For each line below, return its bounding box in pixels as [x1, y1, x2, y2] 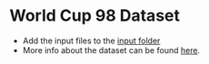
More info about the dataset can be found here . [22, 44, 201, 55]
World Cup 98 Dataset [9, 5, 180, 26]
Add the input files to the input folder [22, 35, 161, 46]
